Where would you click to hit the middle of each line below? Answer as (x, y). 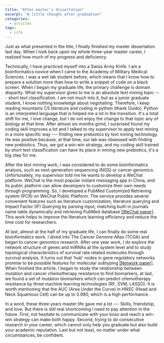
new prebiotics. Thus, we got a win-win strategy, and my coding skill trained (82, 145)
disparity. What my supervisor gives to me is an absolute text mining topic (80, 92)
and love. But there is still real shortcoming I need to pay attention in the (78, 309)
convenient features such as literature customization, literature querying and (82, 201)
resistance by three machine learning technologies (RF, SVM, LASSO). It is (80, 284)
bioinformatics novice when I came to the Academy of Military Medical (76, 71)
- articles (21, 23)
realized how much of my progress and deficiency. (56, 57)
